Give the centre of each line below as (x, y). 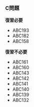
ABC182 (20, 36)
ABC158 (20, 41)
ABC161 (20, 62)
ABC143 (21, 73)
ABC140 (21, 89)
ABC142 (21, 78)
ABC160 (21, 68)
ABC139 (20, 95)
